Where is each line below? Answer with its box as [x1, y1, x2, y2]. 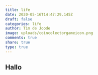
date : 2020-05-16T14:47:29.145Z [5, 12, 73, 17]
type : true [5, 44, 28, 49]
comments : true [5, 35, 37, 40]
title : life [5, 7, 30, 12]
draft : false [5, 16, 33, 21]
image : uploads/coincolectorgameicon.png [5, 30, 93, 35]
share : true [5, 40, 30, 45]
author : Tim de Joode [5, 26, 51, 31]
